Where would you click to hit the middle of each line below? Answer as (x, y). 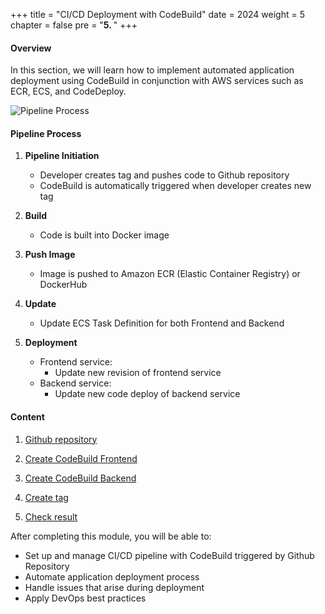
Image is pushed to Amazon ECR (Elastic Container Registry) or (170, 274)
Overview (31, 48)
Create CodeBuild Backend (80, 478)
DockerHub (63, 285)
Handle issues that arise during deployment (114, 587)
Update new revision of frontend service (138, 373)
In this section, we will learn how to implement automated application (152, 70)
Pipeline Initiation (62, 156)
